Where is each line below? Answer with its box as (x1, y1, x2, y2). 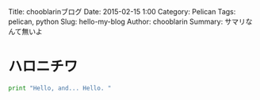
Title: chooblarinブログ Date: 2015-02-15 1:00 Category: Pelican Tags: (8, 7, 236, 16)
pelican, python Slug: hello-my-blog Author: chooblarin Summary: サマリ (8, 17, 246, 26)
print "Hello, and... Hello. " (8, 84, 112, 92)
